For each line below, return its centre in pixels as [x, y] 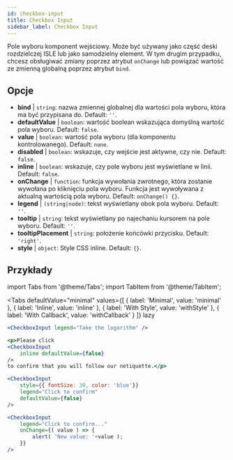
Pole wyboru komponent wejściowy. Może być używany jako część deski [112, 47]
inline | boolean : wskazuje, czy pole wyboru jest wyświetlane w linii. [115, 167]
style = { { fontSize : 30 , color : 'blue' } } [79, 385]
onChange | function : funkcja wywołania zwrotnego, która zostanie [115, 181]
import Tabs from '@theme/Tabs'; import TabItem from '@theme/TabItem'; [114, 287]
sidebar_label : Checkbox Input [53, 26]
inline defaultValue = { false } [62, 353]
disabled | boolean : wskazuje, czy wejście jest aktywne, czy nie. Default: [122, 152]
